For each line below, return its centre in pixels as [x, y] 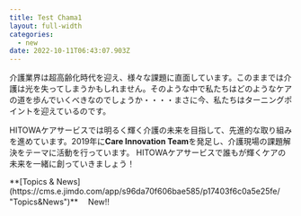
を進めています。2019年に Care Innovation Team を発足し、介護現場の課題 [146, 142]
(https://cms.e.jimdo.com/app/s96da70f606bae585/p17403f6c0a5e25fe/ [145, 191]
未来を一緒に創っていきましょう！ [72, 164]
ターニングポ [269, 100]
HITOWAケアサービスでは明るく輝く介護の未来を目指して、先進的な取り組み [151, 130]
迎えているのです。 [75, 111]
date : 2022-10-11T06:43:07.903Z [70, 51]
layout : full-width [46, 26]
